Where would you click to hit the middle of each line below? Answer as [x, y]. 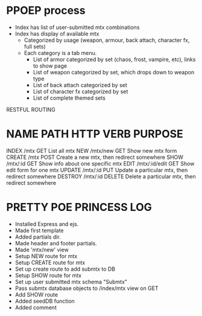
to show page [50, 66]
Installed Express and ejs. [47, 224]
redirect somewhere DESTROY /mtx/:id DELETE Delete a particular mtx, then [101, 176]
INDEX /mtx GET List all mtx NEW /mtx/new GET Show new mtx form [92, 150]
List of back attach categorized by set [80, 85]
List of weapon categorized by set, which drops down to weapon [114, 72]
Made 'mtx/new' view [42, 250]
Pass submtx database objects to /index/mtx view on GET [87, 288]
